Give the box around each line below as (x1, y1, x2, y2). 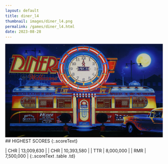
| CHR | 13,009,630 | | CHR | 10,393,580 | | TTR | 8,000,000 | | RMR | (5, 147, 146, 153)
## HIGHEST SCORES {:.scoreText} (5, 138, 78, 144)
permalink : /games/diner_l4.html (5, 24, 75, 29)
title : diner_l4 (5, 13, 39, 19)
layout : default (5, 8, 39, 13)
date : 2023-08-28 (5, 29, 41, 35)
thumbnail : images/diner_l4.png (5, 19, 72, 24)
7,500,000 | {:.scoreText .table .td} (5, 153, 76, 159)
